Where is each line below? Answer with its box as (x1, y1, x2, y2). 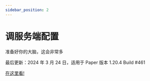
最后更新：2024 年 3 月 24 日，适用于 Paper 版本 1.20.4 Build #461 (5, 59, 145, 65)
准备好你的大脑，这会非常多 (5, 49, 64, 55)
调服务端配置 (5, 31, 59, 42)
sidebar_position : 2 (5, 7, 49, 13)
